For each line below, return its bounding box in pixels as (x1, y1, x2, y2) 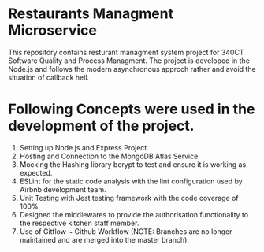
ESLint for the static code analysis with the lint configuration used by (19, 176, 243, 186)
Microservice (8, 21, 97, 39)
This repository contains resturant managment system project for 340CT (8, 47, 244, 57)
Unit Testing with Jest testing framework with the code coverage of (19, 193, 239, 202)
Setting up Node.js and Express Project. (19, 143, 150, 152)
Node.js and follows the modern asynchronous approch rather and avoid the (8, 64, 256, 73)
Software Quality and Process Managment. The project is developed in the (8, 56, 251, 65)
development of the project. (8, 117, 195, 135)
